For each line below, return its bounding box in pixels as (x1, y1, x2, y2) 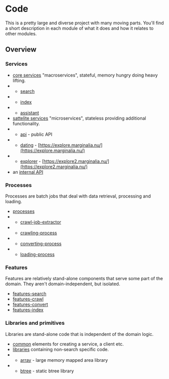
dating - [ (20, 142, 40, 148)
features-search (12, 291, 47, 297)
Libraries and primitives (5, 320, 65, 327)
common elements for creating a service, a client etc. (12, 340, 124, 347)
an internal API (12, 169, 44, 175)
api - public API (20, 131, 53, 137)
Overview (5, 45, 37, 54)
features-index (12, 307, 44, 313)
